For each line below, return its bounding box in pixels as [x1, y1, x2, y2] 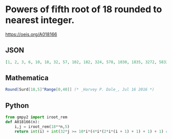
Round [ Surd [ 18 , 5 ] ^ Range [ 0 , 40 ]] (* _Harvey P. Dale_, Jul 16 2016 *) [5, 87, 155, 92]
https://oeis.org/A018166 [5, 31, 57, 37]
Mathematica [5, 74, 49, 82]
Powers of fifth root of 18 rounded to [5, 4, 162, 15]
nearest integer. [5, 14, 75, 26]
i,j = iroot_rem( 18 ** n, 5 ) [14, 124, 70, 129]
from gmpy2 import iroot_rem [5, 115, 68, 120]
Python [5, 101, 29, 110]
